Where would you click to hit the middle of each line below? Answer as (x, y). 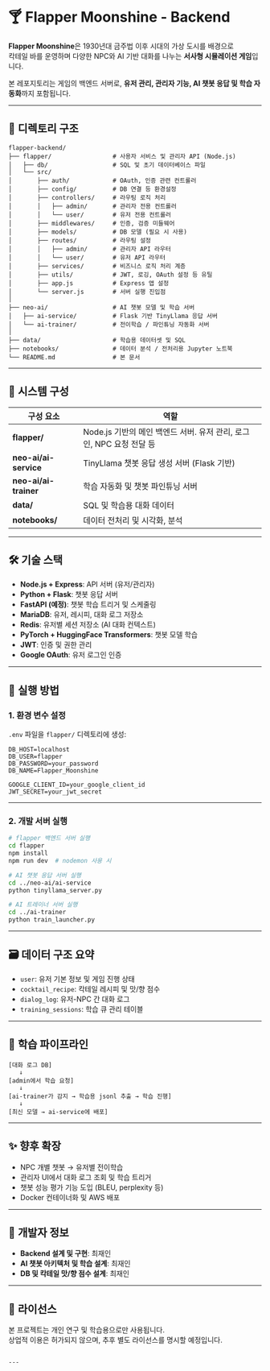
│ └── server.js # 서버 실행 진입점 (87, 292)
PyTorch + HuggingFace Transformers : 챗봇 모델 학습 (109, 635)
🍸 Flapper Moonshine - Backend (119, 17)
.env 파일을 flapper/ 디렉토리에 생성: (67, 735)
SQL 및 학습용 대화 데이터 (129, 505)
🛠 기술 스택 (35, 559)
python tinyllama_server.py (55, 890)
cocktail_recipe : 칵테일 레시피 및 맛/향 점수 (90, 988)
